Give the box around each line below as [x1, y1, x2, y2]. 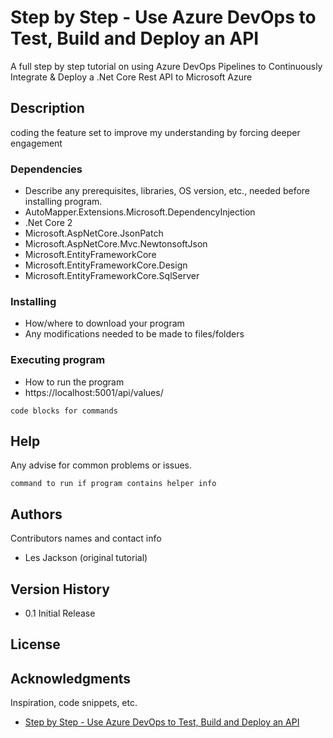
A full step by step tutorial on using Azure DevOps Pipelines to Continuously [10, 60, 323, 72]
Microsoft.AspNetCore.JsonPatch [24, 227, 164, 240]
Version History [10, 581, 110, 598]
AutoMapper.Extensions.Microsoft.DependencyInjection [24, 206, 256, 218]
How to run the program [24, 376, 125, 388]
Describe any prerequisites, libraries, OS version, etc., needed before [24, 185, 311, 197]
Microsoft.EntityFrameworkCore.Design [24, 259, 188, 271]
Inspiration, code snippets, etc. [10, 697, 138, 709]
